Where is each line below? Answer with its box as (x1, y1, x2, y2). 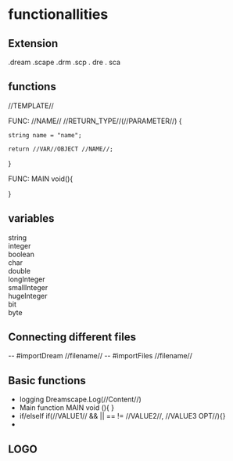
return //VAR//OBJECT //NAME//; (8, 145, 113, 153)
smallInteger (8, 282, 48, 292)
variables (8, 212, 55, 225)
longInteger (8, 274, 45, 284)
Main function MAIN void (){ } (19, 403, 115, 412)
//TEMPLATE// (8, 100, 55, 111)
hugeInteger (8, 291, 48, 300)
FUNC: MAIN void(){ (8, 174, 73, 183)
